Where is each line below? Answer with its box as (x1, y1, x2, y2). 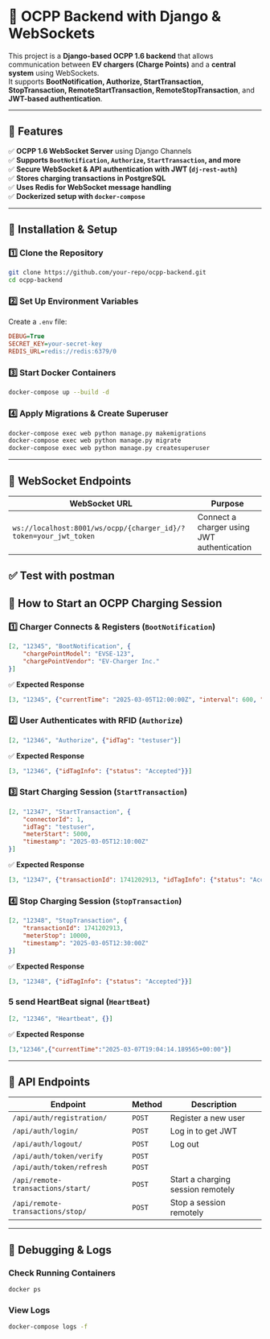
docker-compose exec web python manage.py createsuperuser (8, 444, 211, 453)
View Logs (8, 1304, 51, 1316)
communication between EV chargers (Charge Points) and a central (8, 60, 236, 69)
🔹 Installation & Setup (8, 223, 118, 237)
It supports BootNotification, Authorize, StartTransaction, (8, 76, 204, 86)
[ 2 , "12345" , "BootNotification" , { (8, 643, 131, 651)
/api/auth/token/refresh (12, 1163, 108, 1172)
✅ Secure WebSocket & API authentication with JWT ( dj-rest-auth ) (8, 164, 238, 174)
